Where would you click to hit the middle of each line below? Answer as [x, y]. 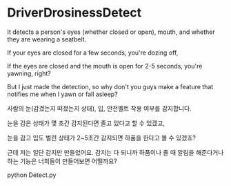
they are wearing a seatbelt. [47, 39]
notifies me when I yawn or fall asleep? [63, 94]
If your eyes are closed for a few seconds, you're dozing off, [93, 53]
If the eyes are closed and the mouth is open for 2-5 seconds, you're [105, 66]
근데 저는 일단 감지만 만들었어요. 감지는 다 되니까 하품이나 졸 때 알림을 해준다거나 [115, 152]
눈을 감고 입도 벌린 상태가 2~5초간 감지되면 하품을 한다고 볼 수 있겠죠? [102, 138]
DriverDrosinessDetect [74, 13]
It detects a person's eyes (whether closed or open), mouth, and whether [111, 32]
